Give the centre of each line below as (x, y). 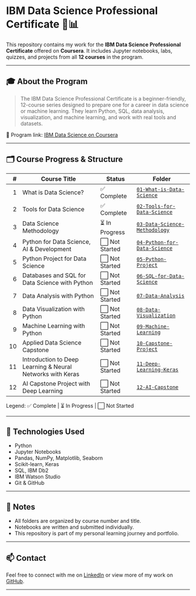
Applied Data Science (52, 342)
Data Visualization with (54, 309)
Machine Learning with (54, 326)
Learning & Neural (47, 367)
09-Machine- (153, 326)
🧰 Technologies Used (45, 431)
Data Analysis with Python (58, 295)
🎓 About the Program (47, 82)
